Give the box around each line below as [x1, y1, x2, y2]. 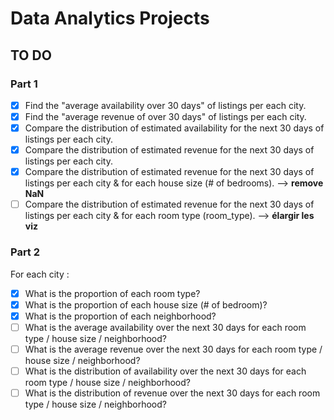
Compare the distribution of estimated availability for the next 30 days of [24, 122, 325, 134]
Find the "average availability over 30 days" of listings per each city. [24, 99, 307, 111]
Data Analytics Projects [10, 7, 210, 30]
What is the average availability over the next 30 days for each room [24, 321, 307, 333]
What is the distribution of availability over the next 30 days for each [24, 365, 307, 377]
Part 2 [10, 245, 41, 259]
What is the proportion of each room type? [24, 287, 201, 299]
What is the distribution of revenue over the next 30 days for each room [24, 387, 321, 399]
